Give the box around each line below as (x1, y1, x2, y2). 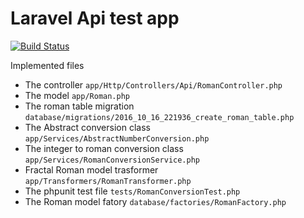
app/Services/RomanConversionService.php (24, 155, 200, 165)
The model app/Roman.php (24, 89, 131, 101)
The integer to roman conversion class (24, 142, 184, 154)
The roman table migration (24, 100, 135, 112)
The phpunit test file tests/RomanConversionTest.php (24, 185, 241, 197)
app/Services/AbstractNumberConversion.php (24, 133, 210, 144)
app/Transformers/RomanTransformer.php (24, 176, 192, 186)
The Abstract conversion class (24, 121, 151, 133)
